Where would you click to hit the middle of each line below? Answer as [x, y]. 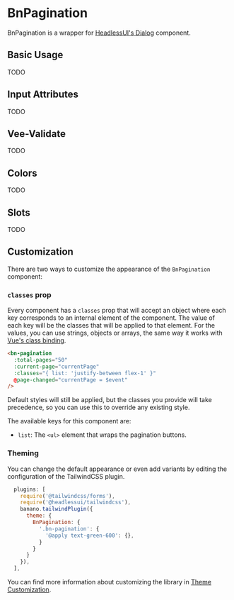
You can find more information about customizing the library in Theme [110, 582]
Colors [22, 173]
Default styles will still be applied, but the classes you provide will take [110, 400]
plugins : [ [30, 489]
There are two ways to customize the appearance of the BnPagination [109, 269]
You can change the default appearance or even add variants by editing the [117, 469]
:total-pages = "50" [41, 360]
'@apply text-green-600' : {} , [89, 535]
